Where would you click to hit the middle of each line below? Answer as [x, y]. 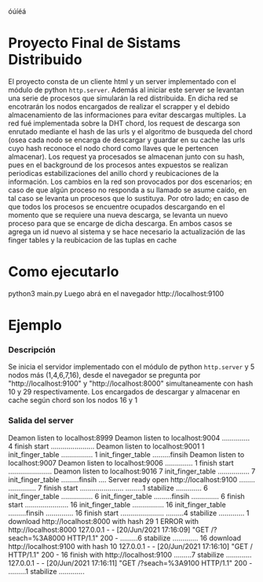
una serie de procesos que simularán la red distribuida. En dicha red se [123, 98]
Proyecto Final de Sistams [95, 43]
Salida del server [41, 421]
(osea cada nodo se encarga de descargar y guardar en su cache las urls [127, 140]
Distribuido [45, 60]
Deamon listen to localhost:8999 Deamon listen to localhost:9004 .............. [129, 437]
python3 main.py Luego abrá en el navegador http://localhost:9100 [116, 293]
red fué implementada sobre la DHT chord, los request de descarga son [124, 123]
